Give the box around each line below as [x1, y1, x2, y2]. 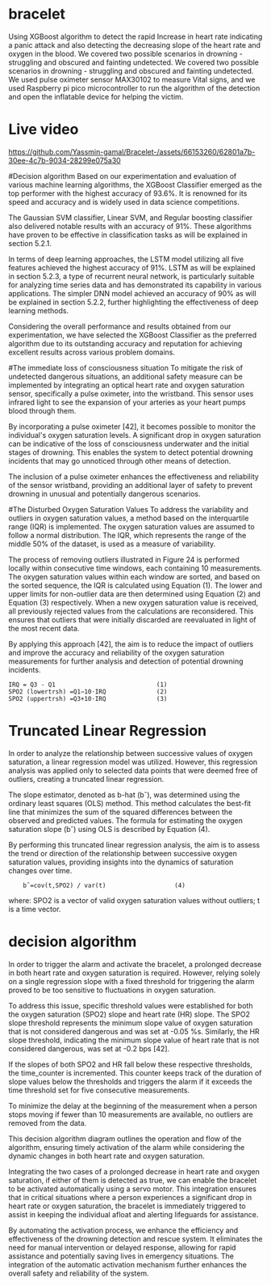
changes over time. [8, 865, 73, 875]
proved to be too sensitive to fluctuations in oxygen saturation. [8, 985, 216, 995]
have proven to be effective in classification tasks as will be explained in [8, 230, 248, 240]
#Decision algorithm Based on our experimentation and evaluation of [8, 171, 237, 180]
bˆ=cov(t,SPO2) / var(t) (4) [23, 881, 186, 889]
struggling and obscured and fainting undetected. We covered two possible [8, 57, 260, 67]
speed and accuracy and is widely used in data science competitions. [8, 197, 240, 206]
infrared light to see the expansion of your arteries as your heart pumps [8, 397, 246, 407]
